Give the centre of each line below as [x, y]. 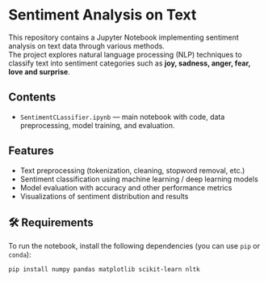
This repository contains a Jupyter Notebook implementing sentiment [124, 37]
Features [31, 151]
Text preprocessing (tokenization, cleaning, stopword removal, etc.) [132, 170]
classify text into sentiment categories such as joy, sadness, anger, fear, [130, 63]
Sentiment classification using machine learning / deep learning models [139, 179]
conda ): [20, 255]
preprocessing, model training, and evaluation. [97, 125]
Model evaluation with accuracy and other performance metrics [126, 187]
